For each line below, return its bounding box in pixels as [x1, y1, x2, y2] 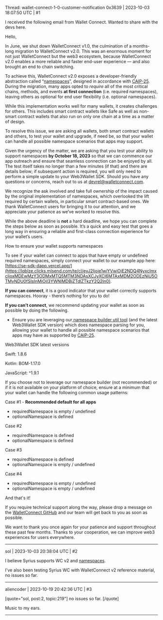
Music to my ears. [5, 605, 41, 611]
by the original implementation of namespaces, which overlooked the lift [5, 193, 149, 199]
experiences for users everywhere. [5, 535, 75, 540]
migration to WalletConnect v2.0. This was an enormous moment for [15, 49, 151, 54]
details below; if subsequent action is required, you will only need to [5, 168, 141, 174]
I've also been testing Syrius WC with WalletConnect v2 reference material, [5, 567, 155, 573]
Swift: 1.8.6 [5, 351, 27, 357]
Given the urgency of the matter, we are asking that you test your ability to [5, 148, 153, 153]
